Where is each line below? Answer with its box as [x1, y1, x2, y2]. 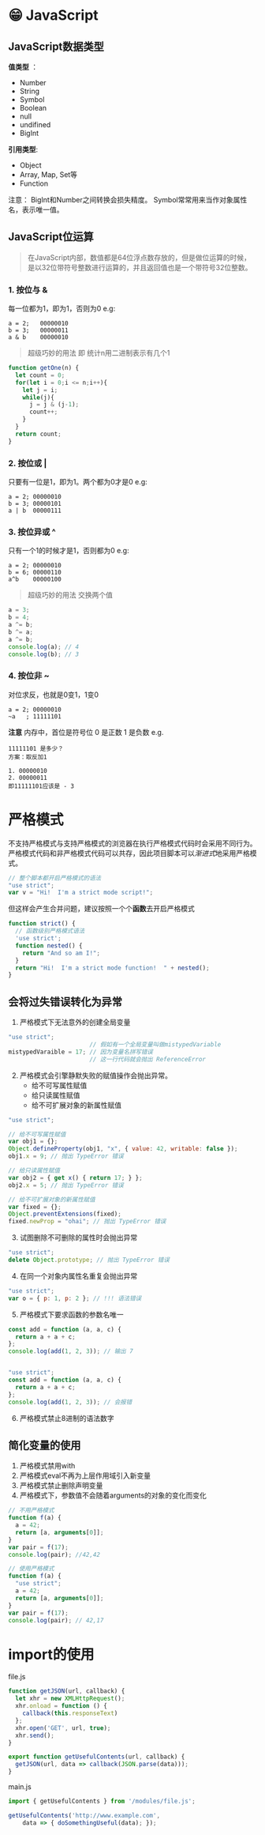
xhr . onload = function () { [15, 1702, 108, 1710]
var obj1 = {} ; [8, 1137, 58, 1146]
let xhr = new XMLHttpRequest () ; [15, 1694, 125, 1703]
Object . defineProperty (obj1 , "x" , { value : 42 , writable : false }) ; [8, 1145, 238, 1153]
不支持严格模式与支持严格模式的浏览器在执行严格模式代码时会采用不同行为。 [8, 838, 257, 848]
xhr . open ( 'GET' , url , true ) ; [15, 1724, 111, 1732]
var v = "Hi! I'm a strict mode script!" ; [8, 888, 154, 897]
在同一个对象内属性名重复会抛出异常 [19, 1271, 138, 1280]
